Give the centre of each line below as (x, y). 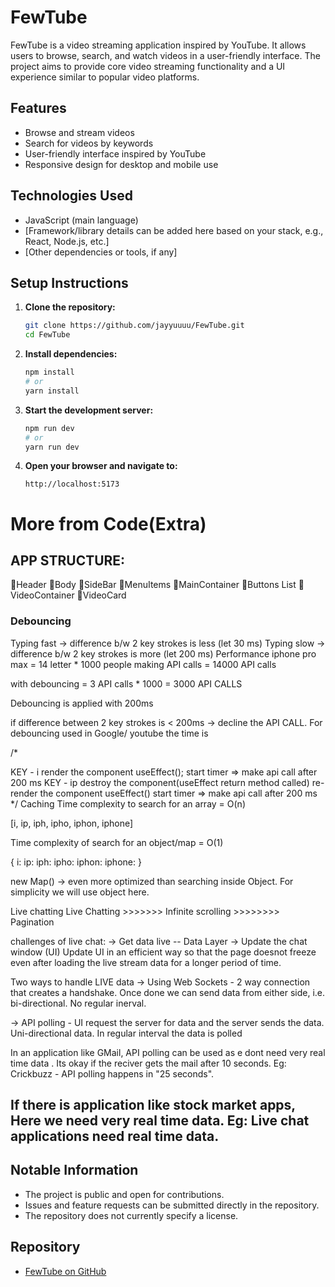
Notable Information (74, 1170)
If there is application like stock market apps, (153, 1105)
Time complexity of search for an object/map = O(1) (117, 842)
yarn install (52, 391)
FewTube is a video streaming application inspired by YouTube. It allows (158, 45)
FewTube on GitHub (65, 1271)
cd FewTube (47, 335)
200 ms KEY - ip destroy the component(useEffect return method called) (160, 782)
